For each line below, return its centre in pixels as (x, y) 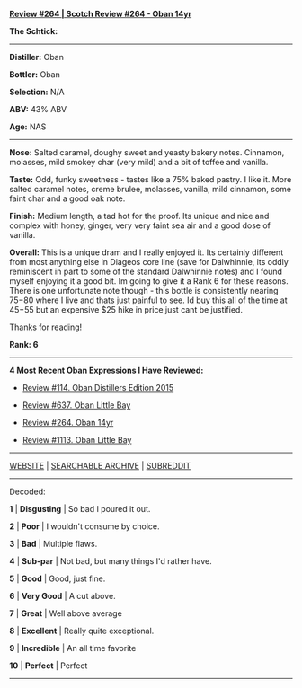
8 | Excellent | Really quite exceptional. (82, 631)
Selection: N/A (37, 92)
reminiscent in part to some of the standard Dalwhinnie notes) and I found (146, 271)
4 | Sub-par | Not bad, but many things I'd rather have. (111, 561)
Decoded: (27, 491)
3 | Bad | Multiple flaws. (53, 544)
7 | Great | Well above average (66, 613)
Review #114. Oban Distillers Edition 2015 (98, 388)
